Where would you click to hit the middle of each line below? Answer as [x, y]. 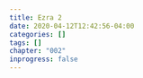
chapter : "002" [38, 51]
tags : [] [26, 43]
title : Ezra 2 [36, 17]
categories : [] [38, 34]
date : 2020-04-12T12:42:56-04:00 [72, 26]
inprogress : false [44, 59]
